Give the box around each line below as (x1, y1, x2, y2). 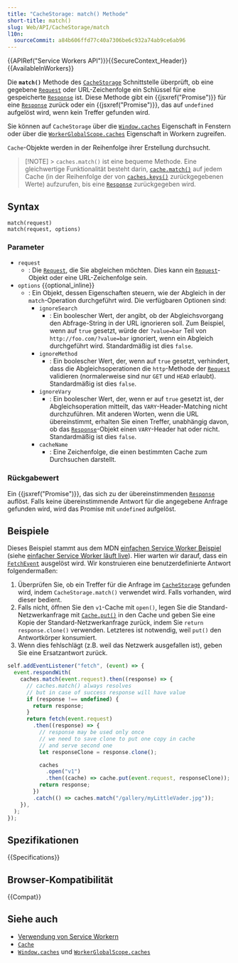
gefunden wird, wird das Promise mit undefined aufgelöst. (7, 504, 176, 513)
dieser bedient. (17, 596, 63, 604)
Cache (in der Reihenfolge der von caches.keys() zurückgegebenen (24, 172, 224, 181)
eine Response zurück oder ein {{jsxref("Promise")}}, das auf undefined (7, 101, 214, 109)
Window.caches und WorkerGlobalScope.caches (17, 947, 151, 956)
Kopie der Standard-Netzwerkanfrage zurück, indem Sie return (17, 618, 204, 627)
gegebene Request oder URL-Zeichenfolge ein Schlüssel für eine (7, 86, 196, 94)
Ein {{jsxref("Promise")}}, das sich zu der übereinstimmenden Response (7, 489, 215, 498)
